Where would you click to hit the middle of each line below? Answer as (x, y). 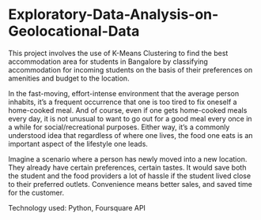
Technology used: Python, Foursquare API (77, 207)
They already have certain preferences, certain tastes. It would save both (127, 167)
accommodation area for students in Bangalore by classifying (108, 62)
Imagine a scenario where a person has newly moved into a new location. (128, 158)
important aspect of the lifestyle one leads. (78, 144)
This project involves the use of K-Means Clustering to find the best (118, 53)
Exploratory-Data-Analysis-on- (113, 15)
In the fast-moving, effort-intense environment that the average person (124, 93)
